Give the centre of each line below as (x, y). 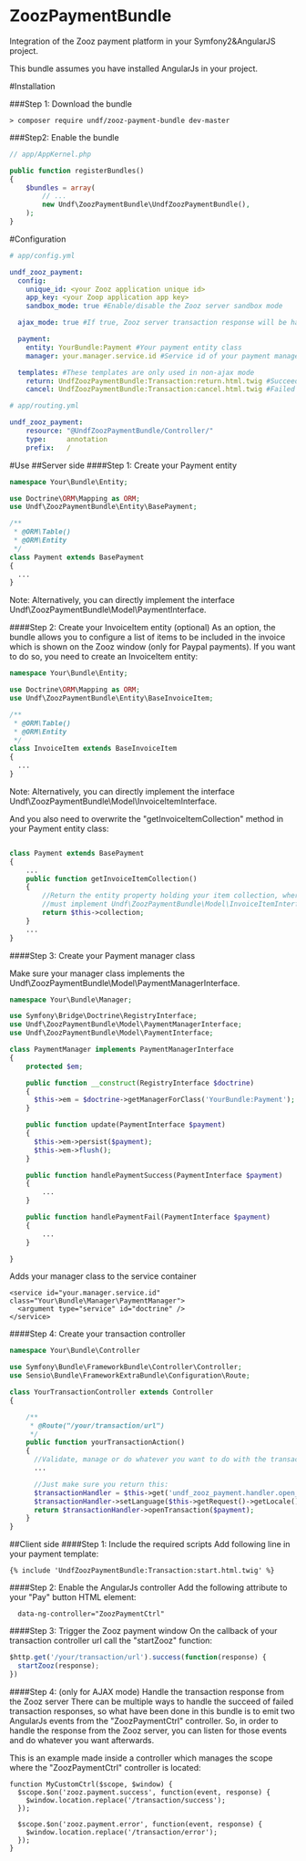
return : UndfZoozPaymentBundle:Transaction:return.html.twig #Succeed (163, 381)
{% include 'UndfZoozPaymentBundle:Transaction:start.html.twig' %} (142, 1571)
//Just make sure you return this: (101, 1484)
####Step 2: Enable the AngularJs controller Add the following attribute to (148, 1587)
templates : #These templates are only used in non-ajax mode (136, 372)
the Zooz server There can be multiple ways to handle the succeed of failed (152, 1701)
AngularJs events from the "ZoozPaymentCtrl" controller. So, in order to (144, 1721)
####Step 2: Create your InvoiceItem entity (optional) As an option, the (143, 628)
